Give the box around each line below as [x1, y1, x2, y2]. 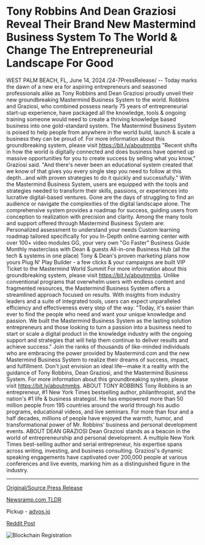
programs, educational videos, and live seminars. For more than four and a [6, 408, 194, 415]
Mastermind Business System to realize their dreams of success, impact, [6, 356, 190, 363]
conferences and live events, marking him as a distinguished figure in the [6, 460, 190, 467]
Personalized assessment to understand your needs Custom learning [6, 226, 180, 233]
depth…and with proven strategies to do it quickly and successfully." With [6, 174, 192, 181]
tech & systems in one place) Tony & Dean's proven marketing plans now [6, 252, 190, 259]
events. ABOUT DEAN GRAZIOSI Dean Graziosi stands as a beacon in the [6, 427, 190, 435]
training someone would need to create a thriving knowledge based [6, 115, 176, 123]
